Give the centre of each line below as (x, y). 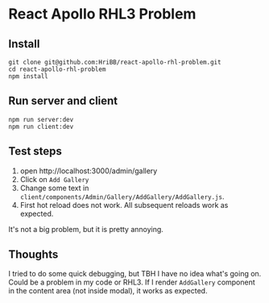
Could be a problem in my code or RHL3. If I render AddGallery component (132, 282)
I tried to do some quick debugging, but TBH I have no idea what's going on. (135, 274)
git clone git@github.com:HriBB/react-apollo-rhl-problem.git (115, 62)
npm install (28, 77)
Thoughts (33, 255)
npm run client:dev (41, 127)
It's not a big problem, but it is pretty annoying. (86, 229)
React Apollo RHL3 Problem (102, 14)
